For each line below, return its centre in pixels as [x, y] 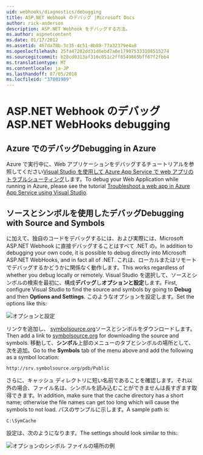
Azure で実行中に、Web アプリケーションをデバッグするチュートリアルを [98, 164]
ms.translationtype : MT [36, 62]
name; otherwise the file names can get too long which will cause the [93, 402]
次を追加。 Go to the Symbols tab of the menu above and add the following [100, 350]
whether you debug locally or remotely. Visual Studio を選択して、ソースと [99, 275]
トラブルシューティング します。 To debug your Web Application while [92, 179]
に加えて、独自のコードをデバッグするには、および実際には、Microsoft [95, 238]
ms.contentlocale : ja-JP [38, 68]
